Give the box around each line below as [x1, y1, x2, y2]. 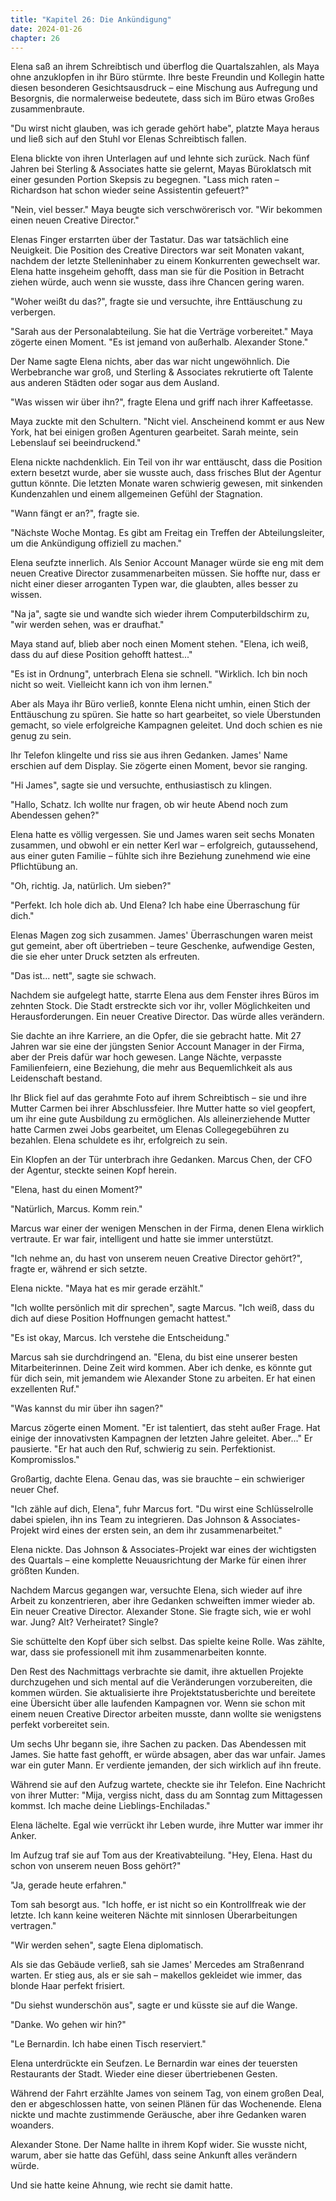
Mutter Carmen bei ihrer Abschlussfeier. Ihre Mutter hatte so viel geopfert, [10, 1102, 316, 1115]
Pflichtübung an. [10, 861, 78, 873]
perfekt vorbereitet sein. [10, 1719, 110, 1731]
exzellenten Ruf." [10, 1383, 80, 1395]
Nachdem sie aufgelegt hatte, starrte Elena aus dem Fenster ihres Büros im [10, 989, 320, 1001]
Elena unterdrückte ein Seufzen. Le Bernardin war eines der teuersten [10, 2057, 298, 2070]
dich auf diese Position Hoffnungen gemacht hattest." [10, 1312, 232, 1325]
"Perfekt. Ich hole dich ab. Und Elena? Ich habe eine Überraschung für [10, 899, 301, 911]
